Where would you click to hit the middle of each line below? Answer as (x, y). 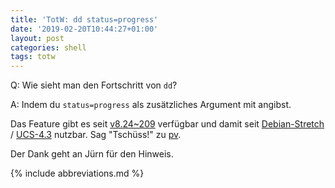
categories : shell (48, 47)
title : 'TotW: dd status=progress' (84, 19)
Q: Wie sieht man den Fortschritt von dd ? (94, 85)
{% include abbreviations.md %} (77, 173)
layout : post (37, 38)
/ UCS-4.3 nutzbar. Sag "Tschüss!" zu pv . (96, 135)
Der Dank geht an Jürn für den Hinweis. (92, 154)
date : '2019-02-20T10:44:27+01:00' (84, 29)
